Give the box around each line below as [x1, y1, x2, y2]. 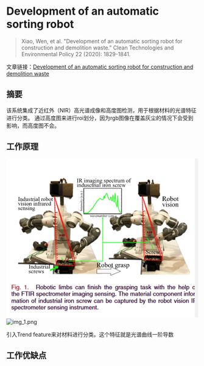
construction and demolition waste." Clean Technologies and [21, 44, 174, 51]
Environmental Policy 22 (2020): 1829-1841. [21, 50, 131, 57]
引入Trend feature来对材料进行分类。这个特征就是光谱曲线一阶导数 [6, 331, 174, 339]
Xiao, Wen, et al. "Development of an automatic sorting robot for [21, 37, 183, 45]
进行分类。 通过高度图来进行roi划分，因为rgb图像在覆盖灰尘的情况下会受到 [6, 114, 194, 122]
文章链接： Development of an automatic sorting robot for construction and [6, 63, 194, 70]
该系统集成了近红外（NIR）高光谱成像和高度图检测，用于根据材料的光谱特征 [6, 106, 197, 114]
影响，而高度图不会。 [6, 122, 60, 129]
